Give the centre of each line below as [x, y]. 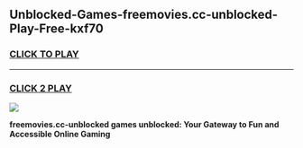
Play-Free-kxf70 [56, 29]
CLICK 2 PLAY [41, 88]
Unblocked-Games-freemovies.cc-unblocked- [143, 15]
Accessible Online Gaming [60, 134]
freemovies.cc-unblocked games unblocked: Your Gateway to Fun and [144, 124]
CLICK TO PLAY [44, 55]
